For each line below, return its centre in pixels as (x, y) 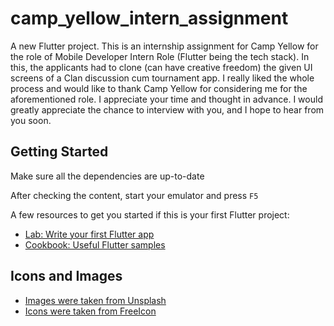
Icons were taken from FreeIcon (90, 311)
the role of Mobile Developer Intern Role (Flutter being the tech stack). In (160, 56)
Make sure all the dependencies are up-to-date (107, 176)
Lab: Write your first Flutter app (89, 234)
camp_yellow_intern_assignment (149, 18)
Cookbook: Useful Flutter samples (95, 244)
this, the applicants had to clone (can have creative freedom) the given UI (161, 67)
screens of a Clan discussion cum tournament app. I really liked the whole (162, 78)
